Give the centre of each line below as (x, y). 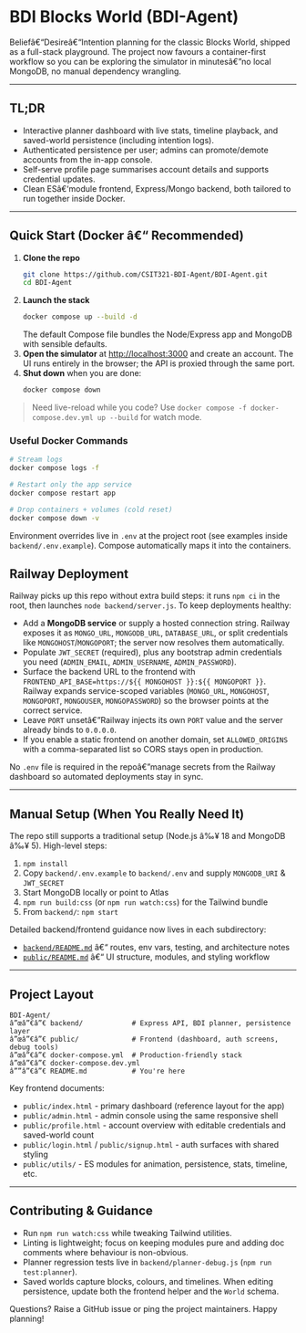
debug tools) (34, 1047)
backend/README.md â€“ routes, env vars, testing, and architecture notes (156, 948)
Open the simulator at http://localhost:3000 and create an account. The (158, 354)
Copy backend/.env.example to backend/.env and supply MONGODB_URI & (154, 873)
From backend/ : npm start (70, 912)
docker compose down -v (55, 518)
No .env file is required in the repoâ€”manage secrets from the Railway (143, 767)
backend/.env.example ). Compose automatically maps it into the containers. (150, 545)
